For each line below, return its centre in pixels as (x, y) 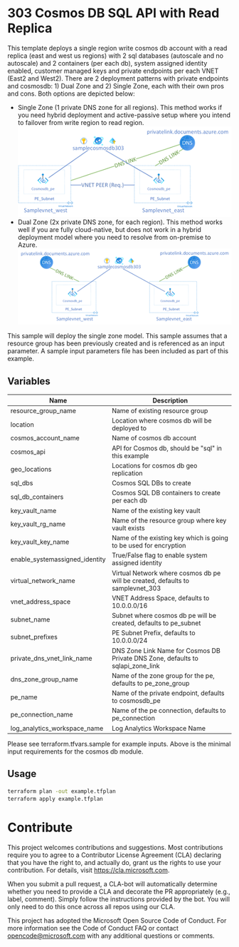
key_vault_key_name (40, 542)
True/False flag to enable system (159, 555)
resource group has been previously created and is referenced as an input (116, 343)
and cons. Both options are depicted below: (71, 93)
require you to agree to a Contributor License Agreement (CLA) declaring (115, 855)
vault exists (128, 528)
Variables (29, 381)
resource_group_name (43, 410)
